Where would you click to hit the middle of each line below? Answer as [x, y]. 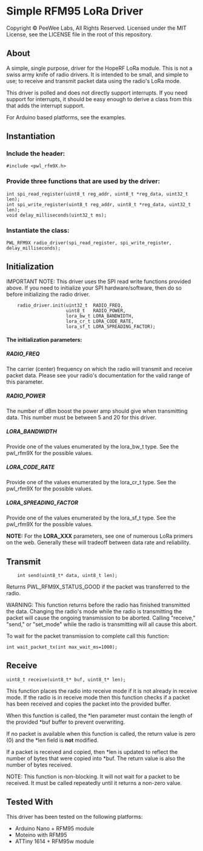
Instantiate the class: [38, 230]
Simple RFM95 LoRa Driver [75, 11]
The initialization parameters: [44, 340]
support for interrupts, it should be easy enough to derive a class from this [99, 99]
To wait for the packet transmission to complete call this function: [88, 636]
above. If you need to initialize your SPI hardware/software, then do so [94, 288]
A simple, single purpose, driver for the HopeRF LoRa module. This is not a [99, 68]
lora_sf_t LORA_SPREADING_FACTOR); [111, 326]
